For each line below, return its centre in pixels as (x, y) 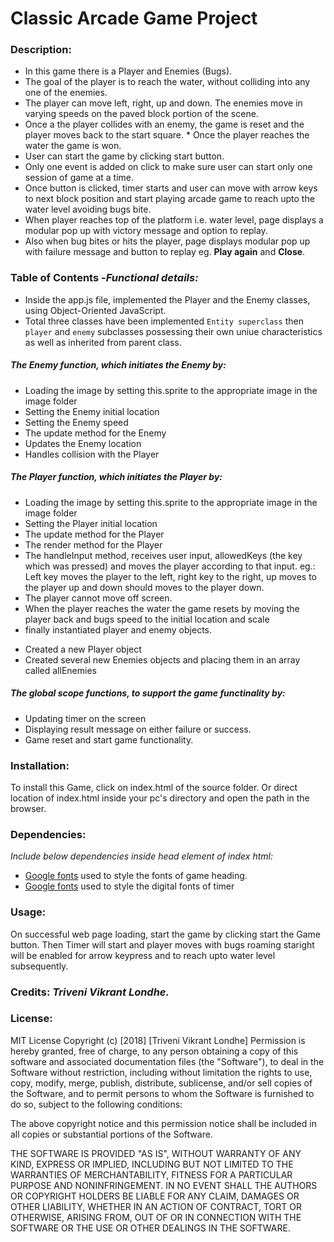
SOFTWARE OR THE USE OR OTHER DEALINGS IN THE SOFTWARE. (150, 1228)
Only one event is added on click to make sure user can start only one (168, 167)
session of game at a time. (79, 178)
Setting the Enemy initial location (92, 411)
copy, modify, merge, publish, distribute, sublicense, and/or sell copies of (161, 1083)
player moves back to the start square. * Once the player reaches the (167, 135)
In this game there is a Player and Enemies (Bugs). (128, 71)
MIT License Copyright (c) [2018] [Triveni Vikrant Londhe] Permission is (158, 1040)
